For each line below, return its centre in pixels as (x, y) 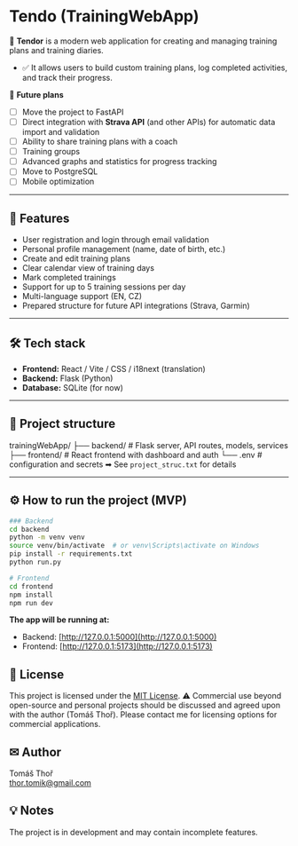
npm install (31, 595)
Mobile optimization (58, 182)
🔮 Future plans (36, 94)
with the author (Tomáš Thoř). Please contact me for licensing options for (143, 715)
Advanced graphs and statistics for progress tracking (119, 162)
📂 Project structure (63, 424)
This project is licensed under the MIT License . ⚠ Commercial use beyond (145, 696)
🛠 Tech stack (47, 343)
